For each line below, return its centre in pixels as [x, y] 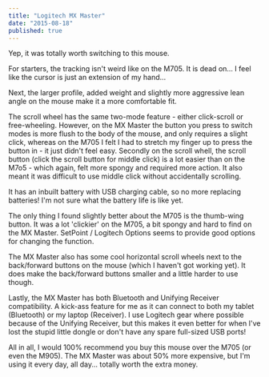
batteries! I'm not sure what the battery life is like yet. [96, 200]
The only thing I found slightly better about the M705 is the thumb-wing [126, 216]
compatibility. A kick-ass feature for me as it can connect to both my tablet [131, 307]
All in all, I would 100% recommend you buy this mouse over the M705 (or [130, 347]
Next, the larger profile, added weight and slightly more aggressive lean [126, 93]
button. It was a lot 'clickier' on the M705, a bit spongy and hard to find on [130, 224]
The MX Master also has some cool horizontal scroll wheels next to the [125, 257]
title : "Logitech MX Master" [57, 16]
